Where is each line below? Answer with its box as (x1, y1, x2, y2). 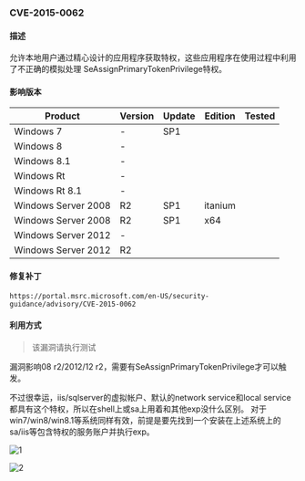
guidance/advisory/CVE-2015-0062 (9, 299, 137, 308)
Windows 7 (14, 125, 63, 138)
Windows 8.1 (14, 155, 71, 168)
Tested (244, 110, 276, 122)
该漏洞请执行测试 (31, 341, 97, 352)
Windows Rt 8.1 (14, 184, 82, 197)
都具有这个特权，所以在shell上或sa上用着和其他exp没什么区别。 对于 (9, 403, 267, 414)
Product (45, 110, 80, 122)
